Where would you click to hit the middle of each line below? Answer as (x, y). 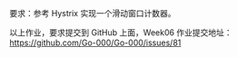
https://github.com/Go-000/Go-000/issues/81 (95, 43)
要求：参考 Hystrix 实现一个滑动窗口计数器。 (93, 13)
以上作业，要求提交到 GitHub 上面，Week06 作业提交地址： (121, 33)
